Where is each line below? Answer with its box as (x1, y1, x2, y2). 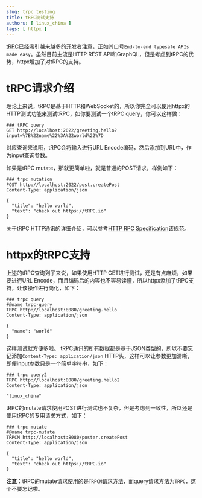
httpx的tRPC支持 (6, 248, 90, 262)
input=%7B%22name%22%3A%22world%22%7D (6, 133, 104, 139)
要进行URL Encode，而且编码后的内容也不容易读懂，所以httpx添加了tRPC (6, 277, 189, 284)
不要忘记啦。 (11, 485, 43, 493)
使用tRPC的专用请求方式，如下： (6, 412, 87, 420)
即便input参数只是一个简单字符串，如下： (6, 360, 109, 367)
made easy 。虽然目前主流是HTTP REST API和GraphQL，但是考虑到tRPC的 (6, 51, 189, 58)
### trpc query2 (6, 372, 47, 378)
